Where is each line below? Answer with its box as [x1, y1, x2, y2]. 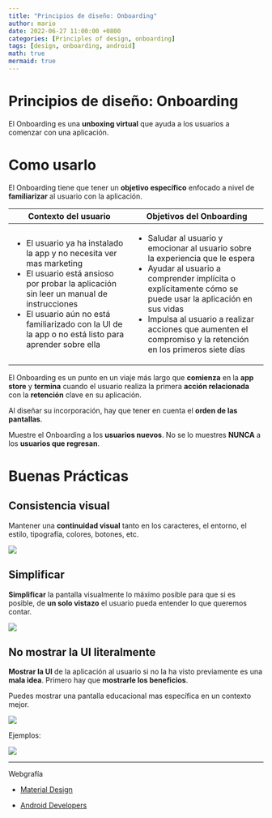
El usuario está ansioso [26, 268, 115, 279]
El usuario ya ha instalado [26, 237, 124, 248]
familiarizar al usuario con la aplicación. [8, 191, 143, 201]
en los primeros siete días [147, 344, 245, 355]
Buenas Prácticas [8, 467, 130, 485]
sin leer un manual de [26, 288, 108, 299]
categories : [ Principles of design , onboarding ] [8, 34, 176, 43]
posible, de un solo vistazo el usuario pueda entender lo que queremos [8, 597, 247, 608]
